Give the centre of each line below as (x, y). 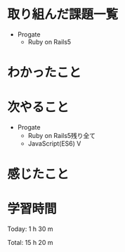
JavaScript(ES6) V (54, 144)
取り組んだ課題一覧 (63, 14)
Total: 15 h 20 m (30, 243)
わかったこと (45, 73)
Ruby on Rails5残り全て (62, 136)
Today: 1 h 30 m (30, 229)
